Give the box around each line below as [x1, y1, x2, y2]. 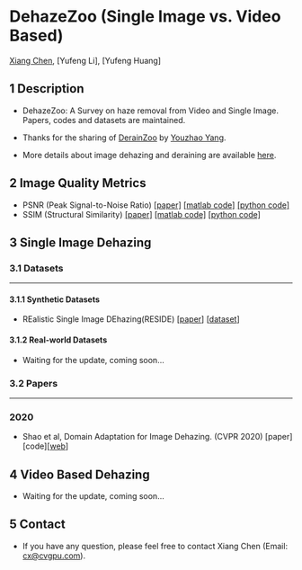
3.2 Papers [9, 377, 58, 389]
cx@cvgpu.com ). [22, 550, 86, 561]
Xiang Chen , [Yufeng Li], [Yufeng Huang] [9, 55, 162, 66]
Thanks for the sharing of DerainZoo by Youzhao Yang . [22, 132, 226, 143]
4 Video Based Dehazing [9, 467, 150, 482]
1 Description [9, 81, 84, 96]
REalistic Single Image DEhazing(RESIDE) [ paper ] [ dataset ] [22, 314, 240, 325]
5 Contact [9, 517, 66, 532]
